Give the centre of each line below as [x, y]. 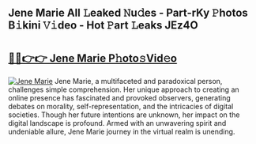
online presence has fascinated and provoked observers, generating [119, 98]
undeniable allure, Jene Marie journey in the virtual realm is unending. [122, 131]
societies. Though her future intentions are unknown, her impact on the [124, 115]
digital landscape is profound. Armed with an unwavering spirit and [117, 123]
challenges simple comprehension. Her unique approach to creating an [124, 89]
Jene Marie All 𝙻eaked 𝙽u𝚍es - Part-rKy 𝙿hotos [128, 13]
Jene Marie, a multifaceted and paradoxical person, [138, 81]
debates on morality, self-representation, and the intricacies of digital [121, 106]
